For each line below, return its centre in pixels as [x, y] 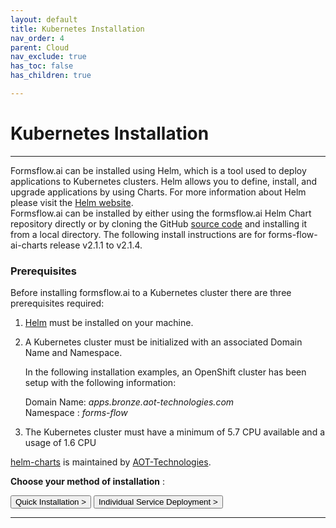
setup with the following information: [100, 383]
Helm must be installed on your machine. [109, 323]
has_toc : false [42, 66]
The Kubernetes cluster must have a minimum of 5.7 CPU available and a [175, 432]
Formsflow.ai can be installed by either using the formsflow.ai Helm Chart [161, 213]
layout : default [44, 19]
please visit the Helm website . [72, 202]
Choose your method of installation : [88, 482]
